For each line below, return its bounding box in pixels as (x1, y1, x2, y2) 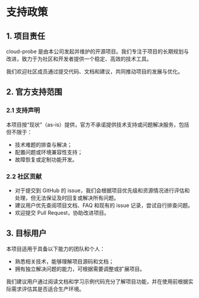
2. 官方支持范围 (6, 87, 62, 97)
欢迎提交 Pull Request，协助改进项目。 (14, 209, 110, 216)
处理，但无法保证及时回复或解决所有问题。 (14, 194, 119, 201)
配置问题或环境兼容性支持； (14, 148, 83, 155)
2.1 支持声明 (6, 106, 40, 115)
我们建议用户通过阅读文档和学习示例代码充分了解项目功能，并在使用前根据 (6, 278, 188, 285)
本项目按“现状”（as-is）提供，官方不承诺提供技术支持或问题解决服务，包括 (6, 121, 189, 128)
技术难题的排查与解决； (14, 141, 72, 148)
